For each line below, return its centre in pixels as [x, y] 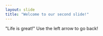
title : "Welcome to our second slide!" [47, 14]
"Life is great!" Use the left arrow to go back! [52, 28]
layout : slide [20, 10]
